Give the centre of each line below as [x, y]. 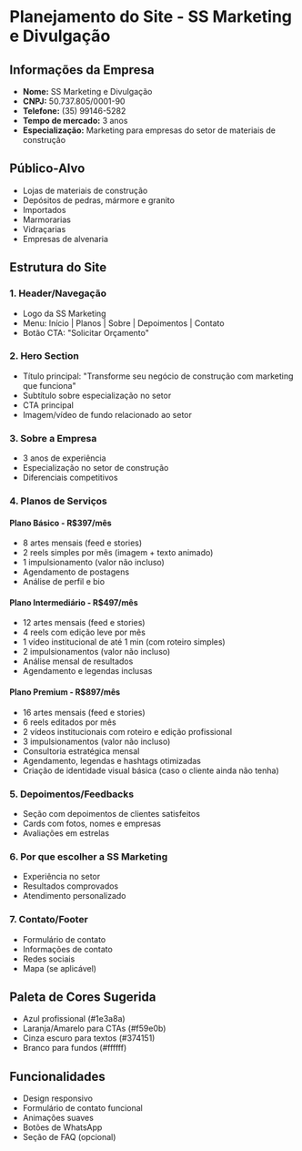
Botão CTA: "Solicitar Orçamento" [86, 332]
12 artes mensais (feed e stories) [84, 623]
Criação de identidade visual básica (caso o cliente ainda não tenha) [151, 770]
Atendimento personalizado [74, 896]
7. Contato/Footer [49, 920]
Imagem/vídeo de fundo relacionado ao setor [107, 414]
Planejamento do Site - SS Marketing [151, 17]
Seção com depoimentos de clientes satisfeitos [111, 813]
